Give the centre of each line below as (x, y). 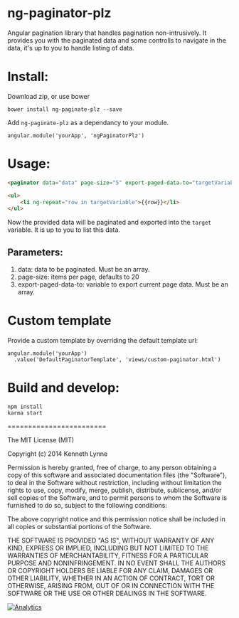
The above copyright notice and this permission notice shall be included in (116, 519)
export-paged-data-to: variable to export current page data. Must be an (123, 284)
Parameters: (35, 252)
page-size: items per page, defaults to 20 (79, 277)
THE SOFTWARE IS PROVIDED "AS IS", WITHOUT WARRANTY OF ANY (111, 540)
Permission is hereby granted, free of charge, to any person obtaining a (112, 468)
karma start (25, 413)
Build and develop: (63, 388)
